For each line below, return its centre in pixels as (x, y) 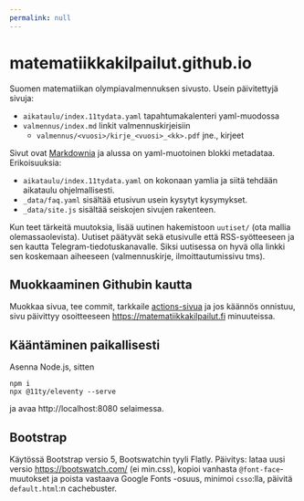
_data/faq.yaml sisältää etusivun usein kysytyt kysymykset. (135, 199)
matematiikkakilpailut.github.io (131, 63)
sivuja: (22, 98)
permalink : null (40, 18)
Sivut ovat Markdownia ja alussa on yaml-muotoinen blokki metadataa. (142, 152)
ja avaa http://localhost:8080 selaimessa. (87, 409)
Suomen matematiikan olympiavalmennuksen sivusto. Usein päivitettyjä (144, 89)
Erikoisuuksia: (36, 162)
